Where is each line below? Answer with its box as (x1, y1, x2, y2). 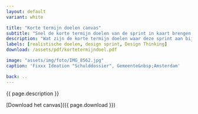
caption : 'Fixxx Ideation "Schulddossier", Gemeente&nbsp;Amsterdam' (6, 63, 181, 69)
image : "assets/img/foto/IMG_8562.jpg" (6, 57, 104, 63)
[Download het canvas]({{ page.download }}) (6, 101, 116, 108)
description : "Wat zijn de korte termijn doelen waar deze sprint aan (6, 36, 183, 42)
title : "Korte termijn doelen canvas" (6, 25, 101, 31)
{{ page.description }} (6, 90, 60, 97)
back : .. (6, 73, 28, 80)
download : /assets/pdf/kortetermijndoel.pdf (6, 47, 117, 53)
